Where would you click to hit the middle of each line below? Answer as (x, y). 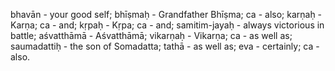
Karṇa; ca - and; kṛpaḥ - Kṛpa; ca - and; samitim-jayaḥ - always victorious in (167, 25)
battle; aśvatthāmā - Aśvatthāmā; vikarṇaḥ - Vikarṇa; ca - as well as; (151, 35)
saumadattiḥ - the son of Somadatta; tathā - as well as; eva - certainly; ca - (165, 46)
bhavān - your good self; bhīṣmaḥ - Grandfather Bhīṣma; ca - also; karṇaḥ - (166, 14)
